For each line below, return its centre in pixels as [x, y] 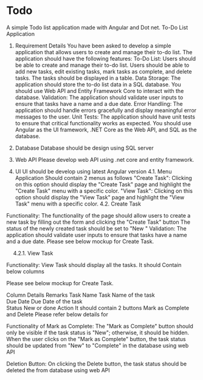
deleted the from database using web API [58, 370]
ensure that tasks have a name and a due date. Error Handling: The [99, 103]
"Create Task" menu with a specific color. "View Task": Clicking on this [104, 191]
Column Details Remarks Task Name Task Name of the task [81, 295]
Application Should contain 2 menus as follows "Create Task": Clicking [104, 178]
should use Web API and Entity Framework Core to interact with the [99, 91]
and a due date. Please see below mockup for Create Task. [80, 241]
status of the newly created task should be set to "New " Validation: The [96, 228]
